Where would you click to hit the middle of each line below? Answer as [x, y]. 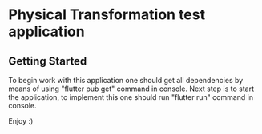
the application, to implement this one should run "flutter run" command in [131, 97]
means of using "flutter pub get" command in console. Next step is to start [131, 89]
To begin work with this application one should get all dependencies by [126, 80]
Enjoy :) [21, 121]
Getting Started [48, 61]
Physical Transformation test [107, 15]
